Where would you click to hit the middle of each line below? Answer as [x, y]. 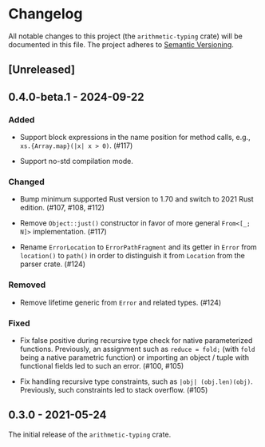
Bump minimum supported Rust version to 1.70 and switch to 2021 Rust [136, 199]
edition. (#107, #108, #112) [62, 208]
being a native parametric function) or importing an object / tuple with [134, 357]
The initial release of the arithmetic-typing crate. [90, 434]
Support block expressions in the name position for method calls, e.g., [135, 138]
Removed [27, 285]
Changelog [45, 14]
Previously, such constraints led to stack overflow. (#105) [114, 389]
